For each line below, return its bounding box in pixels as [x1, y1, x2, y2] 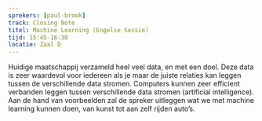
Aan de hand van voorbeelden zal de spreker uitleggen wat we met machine [8, 96, 255, 105]
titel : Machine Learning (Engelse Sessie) [8, 26, 149, 34]
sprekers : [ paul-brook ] [8, 11, 86, 20]
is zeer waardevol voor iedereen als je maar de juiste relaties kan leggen [8, 71, 242, 80]
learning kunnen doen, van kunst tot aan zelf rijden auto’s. [8, 104, 196, 114]
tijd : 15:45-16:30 [8, 33, 68, 42]
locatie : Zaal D [8, 41, 61, 49]
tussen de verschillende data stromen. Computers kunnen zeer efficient [8, 79, 241, 89]
